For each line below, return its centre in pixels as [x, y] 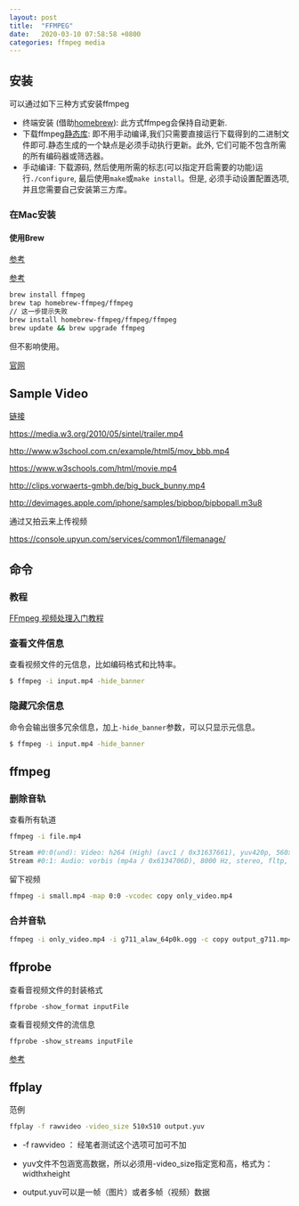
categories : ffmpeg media [57, 42]
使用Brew [27, 238]
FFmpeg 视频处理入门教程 [57, 618]
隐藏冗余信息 [37, 706]
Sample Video [49, 393]
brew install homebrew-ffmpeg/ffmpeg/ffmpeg [93, 320]
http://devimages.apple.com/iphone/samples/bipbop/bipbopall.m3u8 [136, 503]
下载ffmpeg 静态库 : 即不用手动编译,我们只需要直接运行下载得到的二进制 [152, 134]
